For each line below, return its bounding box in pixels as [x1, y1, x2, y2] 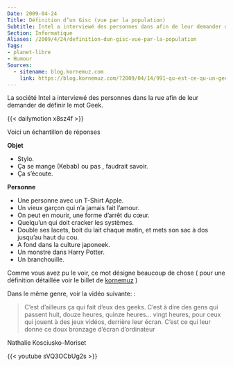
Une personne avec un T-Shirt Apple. [17, 196, 124, 205]
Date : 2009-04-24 [7, 10, 58, 17]
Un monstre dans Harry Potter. [17, 248, 105, 257]
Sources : [7, 62, 33, 69]
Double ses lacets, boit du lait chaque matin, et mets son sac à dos [17, 226, 209, 234]
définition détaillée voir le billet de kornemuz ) [7, 276, 138, 284]
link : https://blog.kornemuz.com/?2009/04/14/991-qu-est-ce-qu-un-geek [19, 74, 231, 82]
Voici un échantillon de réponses [7, 128, 101, 136]
